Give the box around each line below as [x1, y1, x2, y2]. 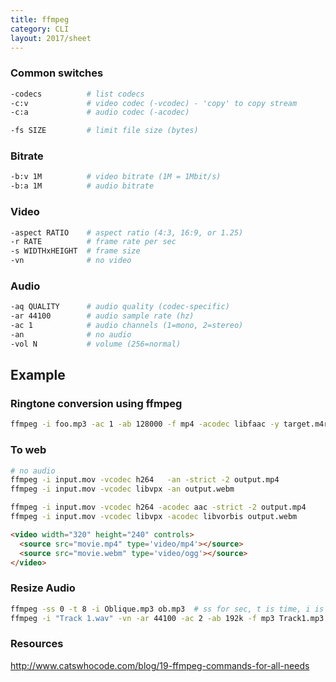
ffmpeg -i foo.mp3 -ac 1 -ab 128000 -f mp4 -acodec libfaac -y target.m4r [10, 419, 329, 430]
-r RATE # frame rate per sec [10, 237, 177, 247]
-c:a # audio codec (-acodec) [10, 107, 190, 118]
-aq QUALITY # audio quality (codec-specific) [10, 302, 230, 312]
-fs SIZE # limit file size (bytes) [10, 126, 199, 136]
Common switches [10, 66, 104, 80]
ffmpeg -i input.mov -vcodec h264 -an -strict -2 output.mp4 [10, 475, 280, 485]
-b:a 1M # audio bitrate [10, 181, 155, 191]
